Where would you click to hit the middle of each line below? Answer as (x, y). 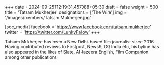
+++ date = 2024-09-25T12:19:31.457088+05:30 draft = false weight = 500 (82, 7)
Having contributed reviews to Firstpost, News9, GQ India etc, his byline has (82, 47)
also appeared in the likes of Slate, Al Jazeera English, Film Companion (77, 52)
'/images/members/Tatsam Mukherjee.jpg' (48, 17)
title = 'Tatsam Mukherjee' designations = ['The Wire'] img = (66, 12)
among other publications (31, 57)
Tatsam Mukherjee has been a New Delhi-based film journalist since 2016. (80, 42)
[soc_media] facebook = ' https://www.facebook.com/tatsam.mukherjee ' (78, 27)
